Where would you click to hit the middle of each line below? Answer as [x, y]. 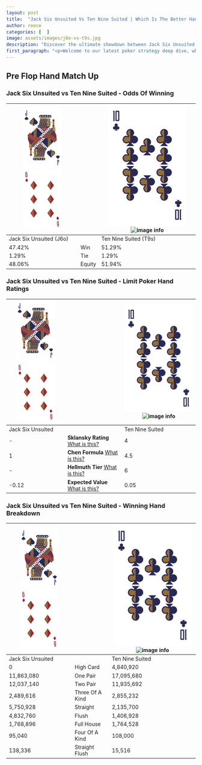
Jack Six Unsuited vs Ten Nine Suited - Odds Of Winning [90, 94]
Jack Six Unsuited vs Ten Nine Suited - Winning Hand [86, 506]
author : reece [24, 25]
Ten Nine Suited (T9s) [129, 239]
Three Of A [88, 693]
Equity [88, 264]
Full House [87, 724]
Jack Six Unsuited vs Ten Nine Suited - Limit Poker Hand [90, 281]
